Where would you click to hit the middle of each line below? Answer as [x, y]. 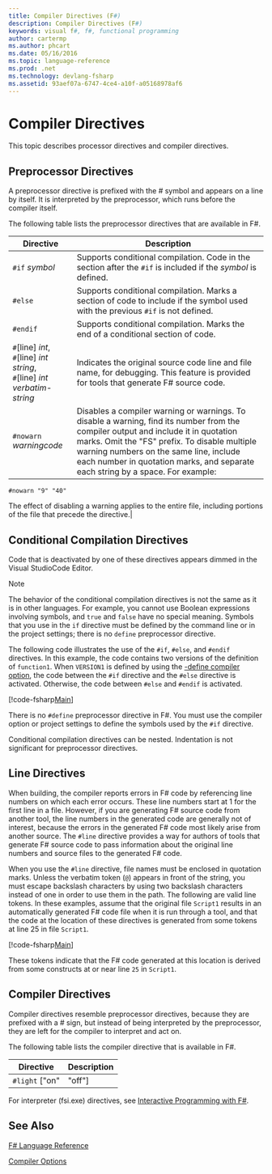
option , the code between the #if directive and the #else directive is [122, 676]
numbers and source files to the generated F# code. [95, 853]
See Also [31, 1126]
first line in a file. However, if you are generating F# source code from [124, 810]
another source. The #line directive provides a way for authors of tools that [134, 836]
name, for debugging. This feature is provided [164, 373]
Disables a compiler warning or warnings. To [161, 411]
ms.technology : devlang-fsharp [61, 76]
